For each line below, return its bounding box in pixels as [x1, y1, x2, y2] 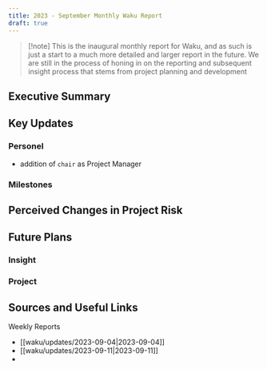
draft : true [8, 19, 48, 27]
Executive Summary [8, 89, 111, 103]
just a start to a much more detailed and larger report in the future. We [27, 50, 260, 59]
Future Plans [8, 231, 73, 244]
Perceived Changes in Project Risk [8, 203, 183, 216]
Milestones [8, 179, 53, 190]
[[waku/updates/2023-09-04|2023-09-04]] [19, 337, 165, 347]
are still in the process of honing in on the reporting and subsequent [27, 58, 252, 68]
